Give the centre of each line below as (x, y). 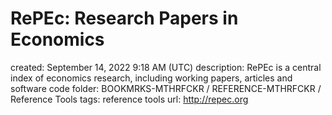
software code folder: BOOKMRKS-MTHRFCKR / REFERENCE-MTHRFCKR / (166, 88)
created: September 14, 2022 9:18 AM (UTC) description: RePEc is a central (166, 67)
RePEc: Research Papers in (124, 18)
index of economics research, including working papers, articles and (151, 78)
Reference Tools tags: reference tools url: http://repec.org (129, 99)
